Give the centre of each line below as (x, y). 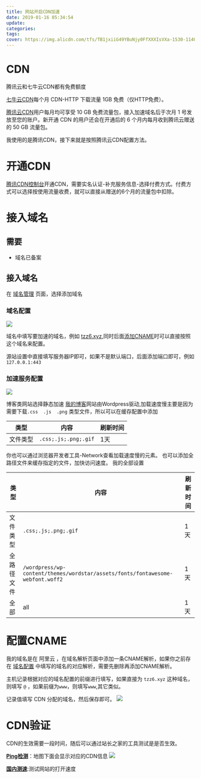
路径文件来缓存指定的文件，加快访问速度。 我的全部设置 (75, 463)
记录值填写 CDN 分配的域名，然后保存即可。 (61, 699)
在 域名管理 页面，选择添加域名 (44, 294)
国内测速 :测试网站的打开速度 (41, 769)
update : (16, 23)
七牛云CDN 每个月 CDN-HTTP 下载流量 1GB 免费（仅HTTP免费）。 (87, 99)
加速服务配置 (25, 378)
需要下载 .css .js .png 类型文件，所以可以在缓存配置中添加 (82, 412)
